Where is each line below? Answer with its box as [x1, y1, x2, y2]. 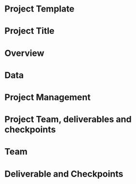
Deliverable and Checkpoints [4, 168, 123, 179]
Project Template [4, 3, 75, 14]
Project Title [4, 26, 55, 37]
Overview [4, 47, 45, 58]
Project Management [4, 92, 91, 102]
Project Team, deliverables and [4, 114, 132, 125]
